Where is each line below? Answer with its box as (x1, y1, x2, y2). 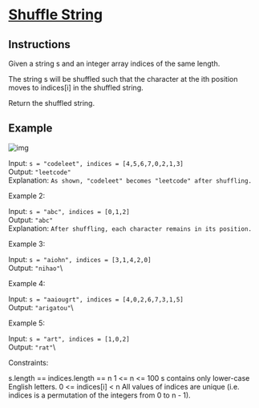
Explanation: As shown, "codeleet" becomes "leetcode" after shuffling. (8, 175, 253, 185)
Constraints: (8, 358, 49, 367)
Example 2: (8, 191, 46, 200)
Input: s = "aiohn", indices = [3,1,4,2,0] (8, 254, 152, 264)
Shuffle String (8, 6, 103, 24)
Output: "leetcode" (8, 167, 71, 176)
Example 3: (8, 239, 46, 248)
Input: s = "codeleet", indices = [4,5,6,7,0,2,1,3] (8, 158, 184, 168)
